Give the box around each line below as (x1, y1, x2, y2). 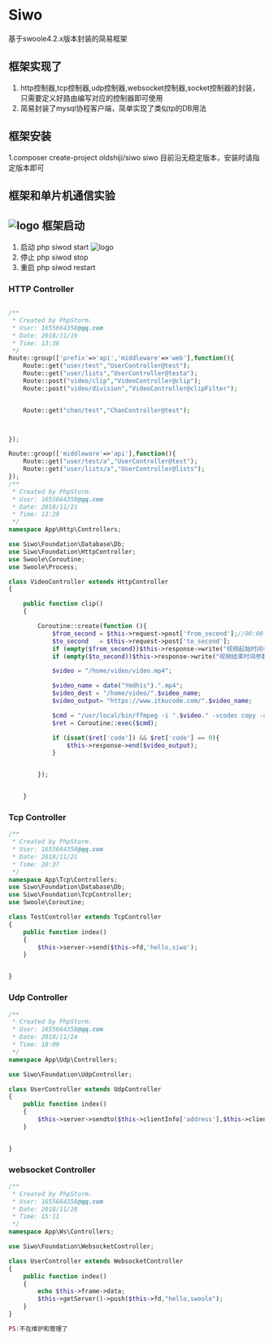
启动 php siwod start (19, 242, 89, 251)
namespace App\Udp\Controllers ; (8, 1055, 118, 1063)
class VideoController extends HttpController (8, 578, 169, 586)
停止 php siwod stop (19, 252, 89, 262)
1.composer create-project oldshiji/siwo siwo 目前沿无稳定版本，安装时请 (8, 152, 253, 162)
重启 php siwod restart (19, 262, 96, 272)
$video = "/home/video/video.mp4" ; (51, 667, 173, 675)
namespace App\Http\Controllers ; (8, 526, 122, 534)
